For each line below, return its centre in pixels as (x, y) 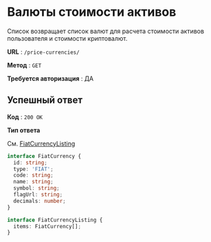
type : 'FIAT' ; (33, 169)
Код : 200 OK (25, 117)
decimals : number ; (40, 201)
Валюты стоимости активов (92, 12)
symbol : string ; (36, 188)
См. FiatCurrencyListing (41, 143)
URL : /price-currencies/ (44, 52)
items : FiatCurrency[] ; (47, 226)
